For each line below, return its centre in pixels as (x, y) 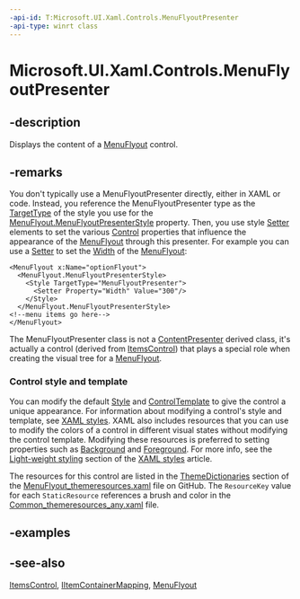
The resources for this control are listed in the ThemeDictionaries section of (149, 476)
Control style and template (69, 382)
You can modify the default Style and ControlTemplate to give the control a (148, 401)
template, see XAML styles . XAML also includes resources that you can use (149, 420)
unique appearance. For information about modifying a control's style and (146, 410)
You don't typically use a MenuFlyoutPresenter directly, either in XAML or (145, 194)
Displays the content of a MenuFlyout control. (94, 144)
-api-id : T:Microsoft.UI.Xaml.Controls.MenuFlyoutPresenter (124, 18)
